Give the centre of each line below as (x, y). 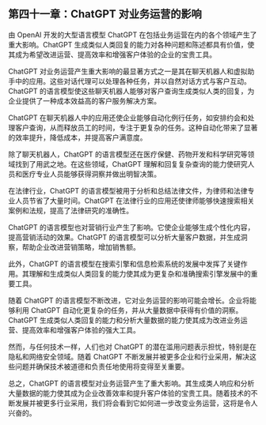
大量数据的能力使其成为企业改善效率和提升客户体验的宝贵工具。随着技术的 (129, 393)
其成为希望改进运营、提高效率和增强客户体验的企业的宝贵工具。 (112, 55)
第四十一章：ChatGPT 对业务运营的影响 (105, 14)
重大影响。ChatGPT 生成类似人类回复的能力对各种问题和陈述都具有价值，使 (131, 44)
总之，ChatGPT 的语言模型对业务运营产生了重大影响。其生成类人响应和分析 (131, 383)
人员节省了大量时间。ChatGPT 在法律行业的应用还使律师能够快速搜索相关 (135, 201)
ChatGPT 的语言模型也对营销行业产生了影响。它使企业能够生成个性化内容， (131, 227)
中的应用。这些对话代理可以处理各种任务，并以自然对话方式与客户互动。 (133, 81)
